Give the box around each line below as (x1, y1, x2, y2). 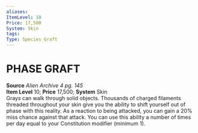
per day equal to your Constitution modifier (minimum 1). (6, 120, 146, 127)
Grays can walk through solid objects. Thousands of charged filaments (6, 94, 181, 101)
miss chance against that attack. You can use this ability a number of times (6, 113, 191, 120)
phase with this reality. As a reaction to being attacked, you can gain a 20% (6, 107, 193, 114)
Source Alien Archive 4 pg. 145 (6, 82, 83, 89)
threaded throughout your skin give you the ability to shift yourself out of (6, 101, 186, 108)
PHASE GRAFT (6, 62, 80, 76)
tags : (6, 31, 20, 37)
